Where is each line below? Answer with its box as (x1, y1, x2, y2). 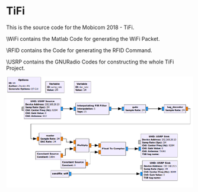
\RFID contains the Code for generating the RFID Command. (6, 46, 152, 54)
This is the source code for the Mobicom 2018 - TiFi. (6, 24, 135, 31)
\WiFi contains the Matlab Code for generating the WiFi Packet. (6, 35, 160, 42)
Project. (6, 64, 25, 72)
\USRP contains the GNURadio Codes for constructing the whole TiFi (6, 58, 174, 65)
